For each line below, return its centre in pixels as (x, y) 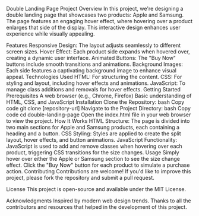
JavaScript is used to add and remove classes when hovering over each (94, 146)
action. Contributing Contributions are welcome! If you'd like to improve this (99, 171)
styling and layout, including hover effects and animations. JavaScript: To (96, 83)
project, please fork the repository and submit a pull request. (80, 178)
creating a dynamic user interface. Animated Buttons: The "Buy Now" (91, 58)
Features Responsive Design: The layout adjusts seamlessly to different (94, 45)
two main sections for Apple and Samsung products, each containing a (93, 127)
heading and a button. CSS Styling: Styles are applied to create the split (94, 134)
